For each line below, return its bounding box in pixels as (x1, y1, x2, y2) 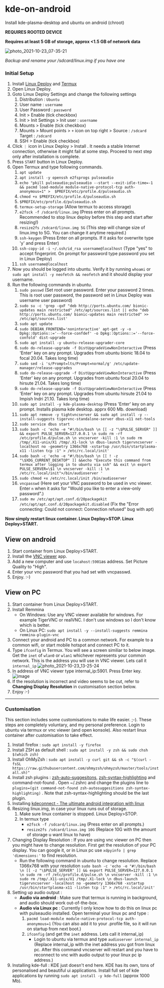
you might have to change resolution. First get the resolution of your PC (12, 842, 156, 848)
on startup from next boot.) (26, 926, 82, 932)
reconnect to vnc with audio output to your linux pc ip (34, 952, 142, 958)
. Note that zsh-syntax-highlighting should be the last (41, 790, 149, 796)
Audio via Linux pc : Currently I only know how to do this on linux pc (19, 905, 158, 911)
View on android (5, 535, 56, 544)
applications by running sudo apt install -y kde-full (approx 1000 (12, 973, 150, 979)
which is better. (19, 622, 50, 628)
